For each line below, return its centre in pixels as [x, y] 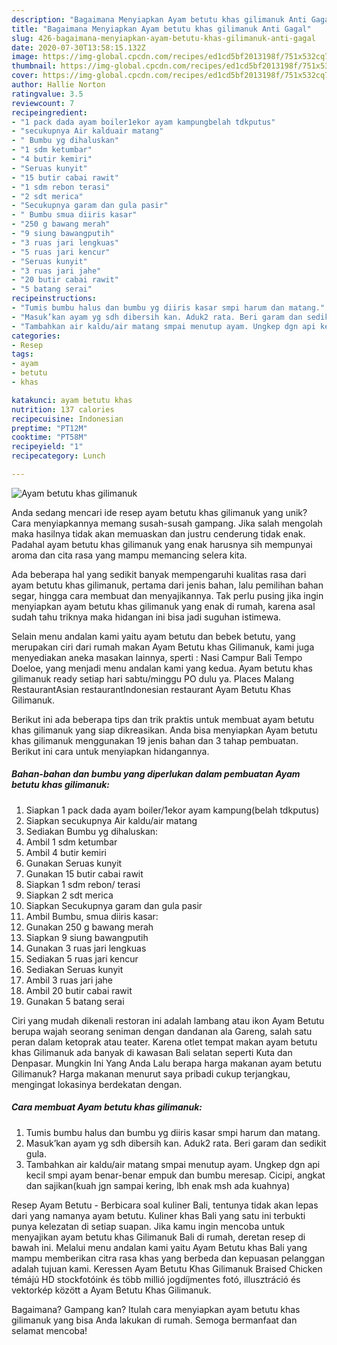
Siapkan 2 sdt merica [69, 895]
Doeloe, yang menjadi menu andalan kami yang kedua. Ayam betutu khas [162, 668]
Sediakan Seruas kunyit [74, 969]
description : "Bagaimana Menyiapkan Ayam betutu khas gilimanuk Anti [159, 19]
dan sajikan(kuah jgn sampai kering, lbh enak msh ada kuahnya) [158, 1185]
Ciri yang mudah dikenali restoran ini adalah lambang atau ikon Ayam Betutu [168, 1020]
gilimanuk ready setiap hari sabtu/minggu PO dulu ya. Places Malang [153, 678]
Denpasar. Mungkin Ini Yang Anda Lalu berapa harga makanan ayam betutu [166, 1063]
